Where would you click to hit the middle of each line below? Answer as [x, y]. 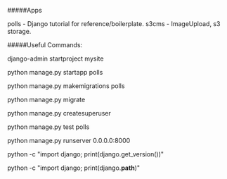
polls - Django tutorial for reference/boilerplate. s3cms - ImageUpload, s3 [114, 24]
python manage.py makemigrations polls [66, 86]
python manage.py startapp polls [55, 72]
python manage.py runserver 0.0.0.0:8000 [69, 141]
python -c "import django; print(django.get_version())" [85, 154]
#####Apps [25, 10]
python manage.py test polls [48, 127]
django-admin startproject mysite [56, 58]
